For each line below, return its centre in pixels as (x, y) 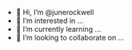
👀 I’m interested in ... (50, 21)
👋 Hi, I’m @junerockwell (55, 12)
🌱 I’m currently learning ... (58, 29)
